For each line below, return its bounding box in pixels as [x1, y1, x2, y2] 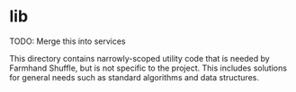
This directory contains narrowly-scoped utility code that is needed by [9, 53, 270, 63]
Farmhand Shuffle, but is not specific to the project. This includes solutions [9, 63, 288, 73]
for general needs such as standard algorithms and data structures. [9, 71, 259, 82]
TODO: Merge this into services [9, 36, 126, 46]
